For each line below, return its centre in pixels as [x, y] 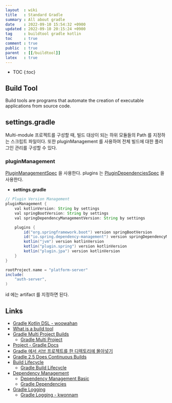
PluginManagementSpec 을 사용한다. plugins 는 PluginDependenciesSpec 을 [85, 173]
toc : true [21, 39]
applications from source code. [38, 106]
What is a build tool [33, 328]
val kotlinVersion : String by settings [57, 209]
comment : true [21, 43]
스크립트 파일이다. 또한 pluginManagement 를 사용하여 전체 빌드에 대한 [82, 141]
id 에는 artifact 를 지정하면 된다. [37, 295]
